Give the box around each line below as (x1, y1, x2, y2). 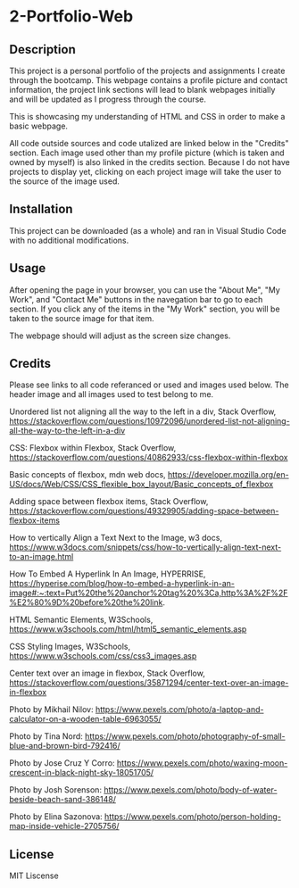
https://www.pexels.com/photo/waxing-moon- (116, 758, 288, 768)
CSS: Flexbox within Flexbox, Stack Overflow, (9, 443, 177, 453)
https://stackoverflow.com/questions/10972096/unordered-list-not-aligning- (9, 416, 290, 427)
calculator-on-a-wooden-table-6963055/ (9, 714, 162, 725)
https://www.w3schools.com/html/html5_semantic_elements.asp (9, 624, 247, 635)
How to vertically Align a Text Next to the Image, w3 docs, (9, 533, 223, 544)
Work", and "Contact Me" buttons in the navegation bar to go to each (9, 294, 263, 304)
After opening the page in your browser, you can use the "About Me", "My (9, 284, 281, 295)
